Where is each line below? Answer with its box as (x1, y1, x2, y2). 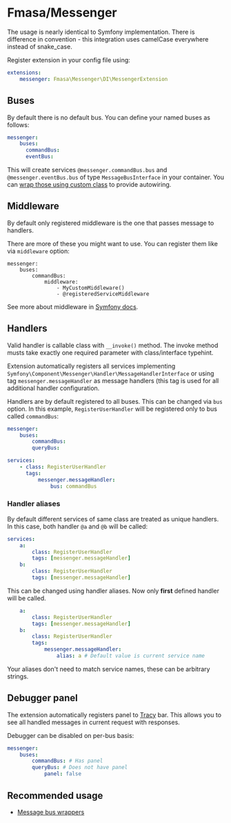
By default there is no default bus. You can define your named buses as (7, 113, 211, 122)
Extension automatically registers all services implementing (7, 362, 176, 370)
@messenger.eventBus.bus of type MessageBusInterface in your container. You (7, 173, 225, 181)
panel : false (43, 770, 81, 777)
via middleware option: (7, 247, 70, 255)
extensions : (7, 69, 41, 76)
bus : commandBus (50, 483, 97, 490)
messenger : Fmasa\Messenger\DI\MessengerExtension (19, 75, 168, 82)
